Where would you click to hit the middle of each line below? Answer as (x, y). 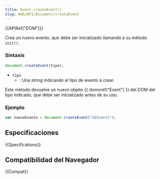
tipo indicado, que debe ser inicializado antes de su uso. (62, 95)
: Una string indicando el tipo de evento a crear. (67, 80)
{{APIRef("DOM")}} (24, 28)
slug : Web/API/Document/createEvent (42, 14)
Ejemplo (15, 107)
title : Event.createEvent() (34, 10)
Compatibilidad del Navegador (52, 160)
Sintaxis (15, 55)
